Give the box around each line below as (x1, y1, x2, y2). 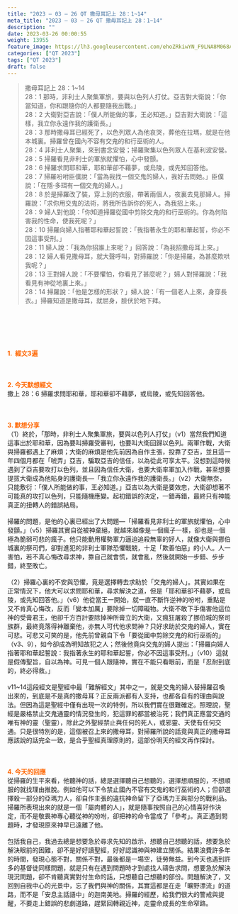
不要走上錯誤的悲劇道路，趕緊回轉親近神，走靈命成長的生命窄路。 (19, 898, 212, 908)
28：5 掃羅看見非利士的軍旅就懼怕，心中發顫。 (24, 154, 163, 163)
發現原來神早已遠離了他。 (31, 820, 107, 829)
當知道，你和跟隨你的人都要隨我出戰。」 (24, 101, 140, 110)
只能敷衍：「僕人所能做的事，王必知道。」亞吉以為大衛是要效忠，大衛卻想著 (7, 483, 225, 491)
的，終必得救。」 (7, 666, 55, 674)
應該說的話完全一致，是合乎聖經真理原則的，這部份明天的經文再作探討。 (7, 735, 218, 745)
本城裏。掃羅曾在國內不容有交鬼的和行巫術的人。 (24, 136, 168, 145)
